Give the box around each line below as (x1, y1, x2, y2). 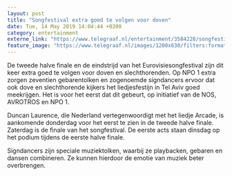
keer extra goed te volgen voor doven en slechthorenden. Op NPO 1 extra (7, 68, 216, 77)
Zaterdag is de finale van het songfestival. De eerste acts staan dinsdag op (7, 126, 220, 134)
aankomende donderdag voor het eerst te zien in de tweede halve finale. (7, 119, 214, 126)
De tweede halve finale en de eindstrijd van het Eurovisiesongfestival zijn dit (7, 61, 224, 69)
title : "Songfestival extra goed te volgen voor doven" (7, 17, 171, 23)
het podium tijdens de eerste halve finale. (7, 133, 125, 141)
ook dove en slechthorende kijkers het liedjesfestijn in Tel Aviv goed (7, 84, 200, 91)
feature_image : (7, 42, 51, 49)
